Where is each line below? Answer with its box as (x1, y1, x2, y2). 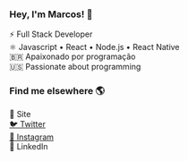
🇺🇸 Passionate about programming (9, 62, 141, 72)
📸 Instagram (9, 131, 55, 142)
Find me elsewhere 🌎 (9, 85, 106, 97)
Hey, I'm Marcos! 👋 (9, 8, 93, 21)
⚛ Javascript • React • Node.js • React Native (9, 42, 181, 53)
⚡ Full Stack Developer (9, 29, 93, 39)
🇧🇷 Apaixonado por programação (9, 51, 136, 62)
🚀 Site (9, 108, 31, 119)
